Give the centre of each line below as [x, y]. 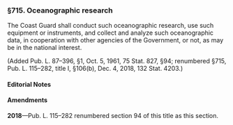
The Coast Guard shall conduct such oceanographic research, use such [111, 26]
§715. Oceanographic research [60, 10]
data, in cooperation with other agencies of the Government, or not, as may [115, 40]
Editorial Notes [29, 84]
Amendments [27, 100]
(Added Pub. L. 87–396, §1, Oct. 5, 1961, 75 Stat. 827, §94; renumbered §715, [117, 61]
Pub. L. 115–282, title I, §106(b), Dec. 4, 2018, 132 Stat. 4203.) [95, 69]
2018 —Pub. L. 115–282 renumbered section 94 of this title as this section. [113, 116]
